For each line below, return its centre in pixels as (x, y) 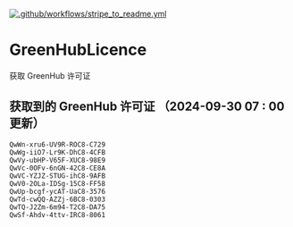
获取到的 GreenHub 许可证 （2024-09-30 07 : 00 (147, 107)
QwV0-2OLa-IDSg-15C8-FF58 (57, 183)
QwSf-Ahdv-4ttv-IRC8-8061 (57, 214)
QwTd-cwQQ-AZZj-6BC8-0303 (57, 199)
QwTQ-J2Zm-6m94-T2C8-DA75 (57, 207)
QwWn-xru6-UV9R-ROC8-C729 (57, 144)
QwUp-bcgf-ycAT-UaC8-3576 (57, 191)
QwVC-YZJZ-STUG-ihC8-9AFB (57, 176)
